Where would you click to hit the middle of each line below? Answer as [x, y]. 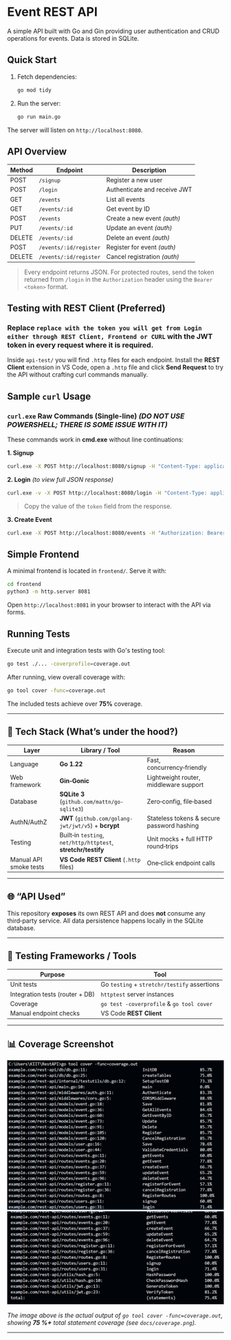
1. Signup [21, 452]
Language [24, 764]
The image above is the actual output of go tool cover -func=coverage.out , [115, 1315]
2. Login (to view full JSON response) [60, 479]
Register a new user [134, 180]
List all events [126, 199]
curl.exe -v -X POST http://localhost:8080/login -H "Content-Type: [107, 493]
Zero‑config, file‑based [179, 801]
